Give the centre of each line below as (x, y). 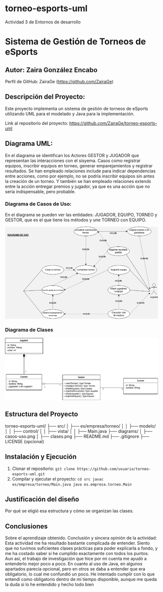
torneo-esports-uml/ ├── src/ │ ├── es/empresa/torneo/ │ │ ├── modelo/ (81, 426)
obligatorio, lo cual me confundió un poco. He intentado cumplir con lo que (80, 574)
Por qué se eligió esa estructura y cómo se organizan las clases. (69, 511)
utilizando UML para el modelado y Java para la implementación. (70, 114)
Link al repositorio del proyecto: (37, 123)
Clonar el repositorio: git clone (43, 468)
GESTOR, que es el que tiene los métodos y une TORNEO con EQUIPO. (76, 220)
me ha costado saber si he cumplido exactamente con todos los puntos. (77, 554)
